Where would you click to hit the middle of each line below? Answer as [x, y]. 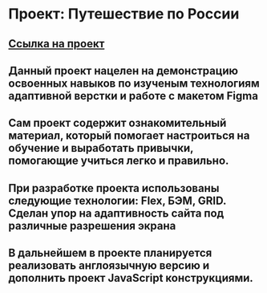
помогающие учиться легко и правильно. [119, 161]
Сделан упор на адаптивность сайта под [116, 213]
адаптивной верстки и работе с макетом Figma [133, 96]
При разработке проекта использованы [114, 188]
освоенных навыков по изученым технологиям [134, 83]
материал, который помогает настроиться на [129, 136]
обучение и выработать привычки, [101, 148]
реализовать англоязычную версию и [109, 266]
